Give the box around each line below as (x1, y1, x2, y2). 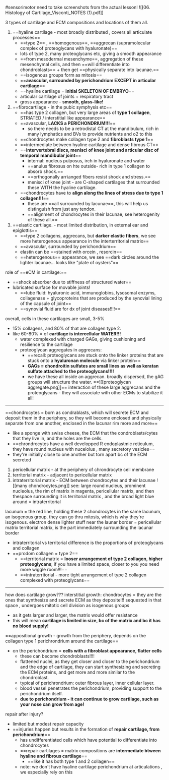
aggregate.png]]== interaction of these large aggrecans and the (27, 384, 161, 390)
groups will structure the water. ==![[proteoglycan (27, 379, 131, 385)
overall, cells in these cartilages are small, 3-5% (5, 316, 105, 322)
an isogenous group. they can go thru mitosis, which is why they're (5, 514, 144, 520)
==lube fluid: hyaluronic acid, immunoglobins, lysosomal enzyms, (20, 290, 156, 295)
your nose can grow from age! (20, 701, 84, 707)
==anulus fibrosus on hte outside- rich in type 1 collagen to (27, 163, 150, 169)
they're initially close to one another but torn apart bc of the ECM (12, 451, 147, 457)
